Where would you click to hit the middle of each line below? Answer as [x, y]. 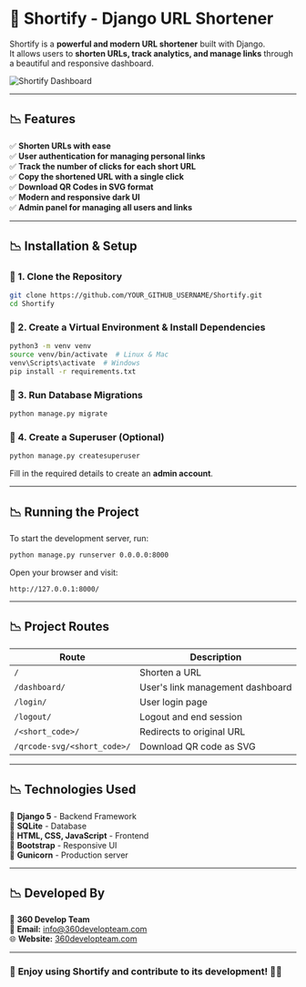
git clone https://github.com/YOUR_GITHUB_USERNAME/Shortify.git [136, 295]
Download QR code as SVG [198, 746]
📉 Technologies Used [73, 790]
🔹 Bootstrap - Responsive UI [63, 845]
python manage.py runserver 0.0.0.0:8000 [89, 555]
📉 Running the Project [74, 512]
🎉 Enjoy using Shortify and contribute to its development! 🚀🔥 [146, 972]
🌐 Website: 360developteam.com [74, 939]
